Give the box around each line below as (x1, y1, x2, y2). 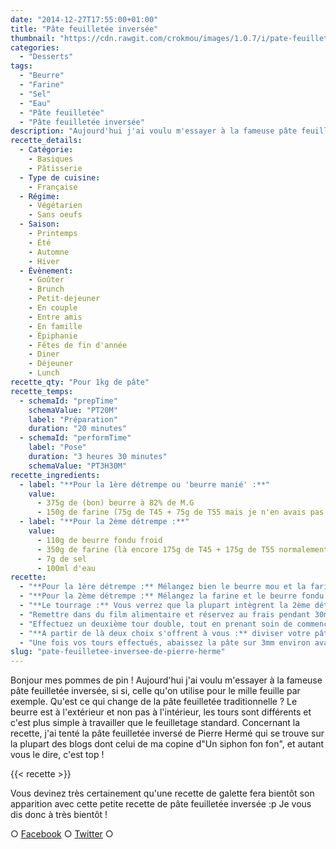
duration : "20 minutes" (28, 424, 128, 434)
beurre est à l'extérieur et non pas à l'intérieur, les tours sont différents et (10, 706, 312, 718)
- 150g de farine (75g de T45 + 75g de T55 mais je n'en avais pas (36, 507, 325, 518)
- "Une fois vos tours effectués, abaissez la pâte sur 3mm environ (19, 637, 311, 648)
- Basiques (28, 154, 74, 164)
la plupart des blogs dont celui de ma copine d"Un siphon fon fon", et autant (10, 738, 325, 750)
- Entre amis (28, 312, 83, 322)
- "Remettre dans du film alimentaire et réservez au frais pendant (19, 609, 311, 620)
